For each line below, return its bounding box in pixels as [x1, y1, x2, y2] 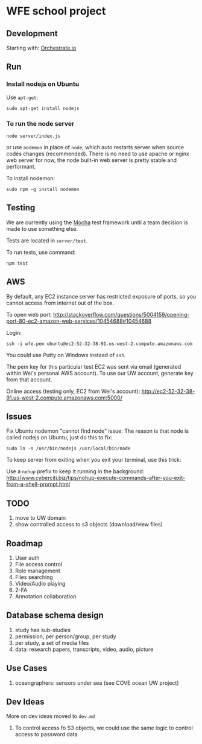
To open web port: [6, 311, 52, 318]
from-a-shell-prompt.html [6, 480, 71, 488]
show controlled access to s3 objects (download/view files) [14, 521, 163, 528]
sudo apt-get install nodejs [6, 105, 80, 111]
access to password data [14, 731, 78, 738]
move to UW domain [14, 514, 66, 522]
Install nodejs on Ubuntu [6, 80, 80, 88]
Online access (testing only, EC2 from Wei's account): [6, 387, 140, 395]
